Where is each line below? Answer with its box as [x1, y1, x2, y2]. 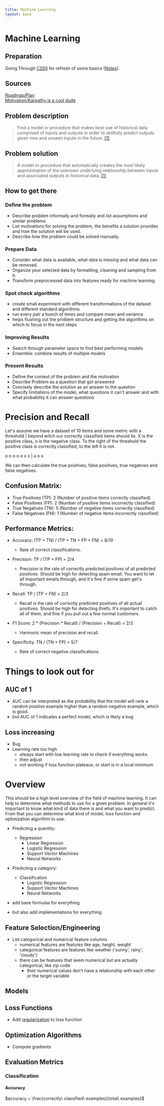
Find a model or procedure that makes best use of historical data [17, 125, 148, 131]
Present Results [5, 363, 44, 369]
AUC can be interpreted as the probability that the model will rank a [12, 698, 148, 704]
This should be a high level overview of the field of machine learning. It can [5, 795, 157, 801]
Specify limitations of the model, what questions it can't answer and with [12, 389, 159, 395]
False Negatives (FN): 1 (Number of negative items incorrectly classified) [12, 510, 159, 516]
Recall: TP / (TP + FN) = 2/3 [12, 591, 69, 597]
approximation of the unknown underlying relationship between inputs [17, 167, 159, 173]
